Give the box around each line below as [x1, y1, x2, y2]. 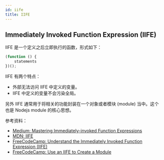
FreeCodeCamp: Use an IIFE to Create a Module [12, 148, 111, 155]
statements [14, 59, 37, 64]
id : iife [5, 7, 23, 12]
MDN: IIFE [12, 133, 33, 139]
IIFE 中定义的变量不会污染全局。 [12, 90, 78, 96]
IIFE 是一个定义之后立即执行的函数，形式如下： [5, 44, 102, 50]
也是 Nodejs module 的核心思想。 [5, 107, 74, 113]
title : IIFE [5, 12, 30, 17]
